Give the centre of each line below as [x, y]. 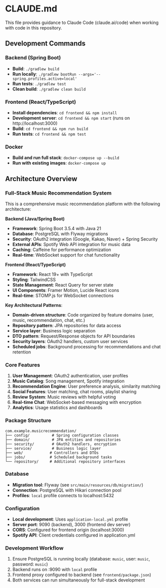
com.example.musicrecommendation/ [41, 431]
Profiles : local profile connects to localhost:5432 [63, 495]
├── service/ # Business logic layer [53, 448]
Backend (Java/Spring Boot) [35, 219]
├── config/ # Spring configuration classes [62, 435]
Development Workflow [34, 548]
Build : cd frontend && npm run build [50, 128]
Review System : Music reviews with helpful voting [64, 397]
